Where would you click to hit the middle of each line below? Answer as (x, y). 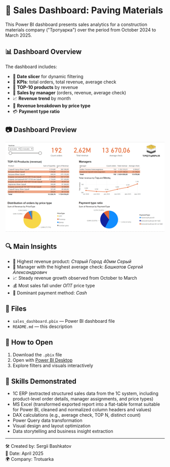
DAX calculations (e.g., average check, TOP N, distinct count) (76, 415)
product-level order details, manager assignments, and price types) (83, 399)
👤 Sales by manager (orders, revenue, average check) (69, 92)
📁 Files (16, 309)
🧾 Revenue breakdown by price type (51, 106)
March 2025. (18, 35)
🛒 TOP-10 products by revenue (45, 87)
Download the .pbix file (37, 354)
